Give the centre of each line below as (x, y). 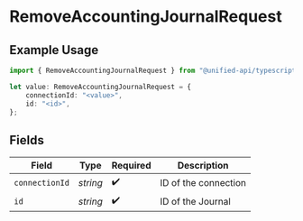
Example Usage (54, 50)
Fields (27, 140)
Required (131, 166)
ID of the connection (203, 182)
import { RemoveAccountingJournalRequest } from (102, 70)
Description (203, 166)
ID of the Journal (196, 201)
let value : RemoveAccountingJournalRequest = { (101, 87)
